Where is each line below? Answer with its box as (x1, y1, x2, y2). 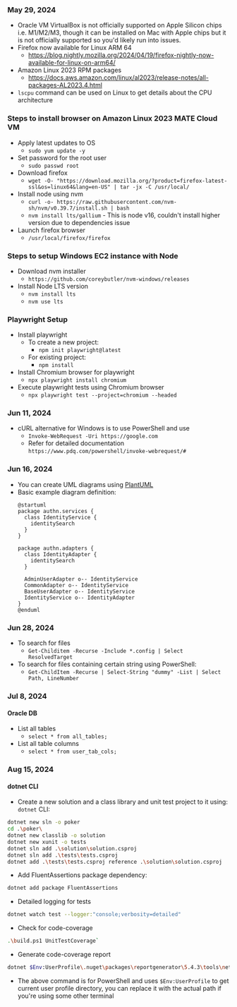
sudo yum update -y (28, 147, 86, 155)
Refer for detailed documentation (28, 439, 125, 447)
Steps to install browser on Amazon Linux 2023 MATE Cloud (7, 114, 218, 123)
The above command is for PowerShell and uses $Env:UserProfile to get (17, 976, 229, 985)
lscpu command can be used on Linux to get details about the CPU (17, 88, 212, 97)
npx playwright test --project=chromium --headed (28, 392, 178, 399)
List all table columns (17, 740, 80, 748)
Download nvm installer (17, 267, 86, 275)
